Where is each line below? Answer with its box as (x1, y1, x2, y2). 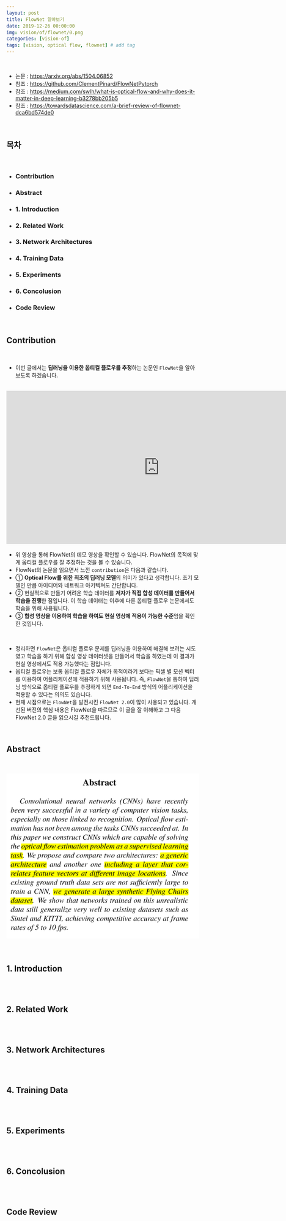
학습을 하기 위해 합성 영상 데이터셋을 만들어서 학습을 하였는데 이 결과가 (26, 653, 195, 660)
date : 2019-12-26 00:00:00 (6, 23, 75, 29)
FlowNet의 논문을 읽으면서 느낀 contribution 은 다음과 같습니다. (15, 566, 169, 574)
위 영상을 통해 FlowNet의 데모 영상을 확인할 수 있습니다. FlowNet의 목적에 (15, 551, 193, 558)
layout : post (6, 10, 40, 16)
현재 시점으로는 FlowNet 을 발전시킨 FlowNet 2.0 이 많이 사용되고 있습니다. (15, 699, 191, 706)
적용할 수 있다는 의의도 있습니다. (15, 691, 92, 698)
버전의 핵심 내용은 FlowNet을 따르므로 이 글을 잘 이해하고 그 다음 (26, 706, 182, 713)
